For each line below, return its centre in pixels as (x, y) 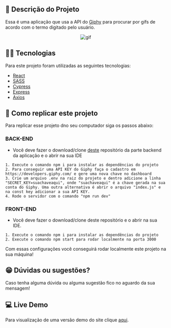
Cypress (21, 86)
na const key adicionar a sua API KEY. (48, 192)
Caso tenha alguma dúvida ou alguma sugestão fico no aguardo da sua (80, 282)
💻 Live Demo (27, 305)
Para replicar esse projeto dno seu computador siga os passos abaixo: (79, 125)
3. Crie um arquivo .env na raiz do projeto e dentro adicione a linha (83, 178)
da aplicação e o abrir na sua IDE (47, 155)
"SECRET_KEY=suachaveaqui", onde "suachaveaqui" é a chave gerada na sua (86, 183)
